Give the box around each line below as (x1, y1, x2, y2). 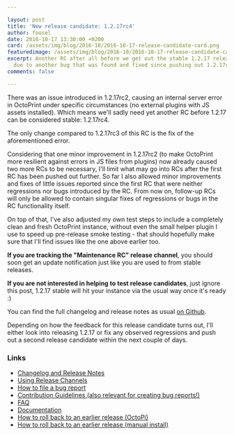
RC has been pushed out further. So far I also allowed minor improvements (7, 172, 221, 180)
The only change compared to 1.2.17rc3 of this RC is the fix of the (7, 129, 194, 137)
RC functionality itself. (7, 201, 71, 209)
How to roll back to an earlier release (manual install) (17, 420, 169, 429)
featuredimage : (7, 49, 52, 56)
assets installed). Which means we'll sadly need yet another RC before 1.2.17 (7, 108, 226, 116)
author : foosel (7, 29, 52, 36)
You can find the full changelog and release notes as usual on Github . (7, 307, 207, 315)
